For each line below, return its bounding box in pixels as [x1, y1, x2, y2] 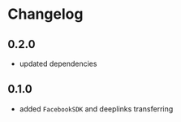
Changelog [7, 5, 84, 24]
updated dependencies [19, 59, 97, 68]
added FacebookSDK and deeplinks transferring [19, 103, 174, 114]
